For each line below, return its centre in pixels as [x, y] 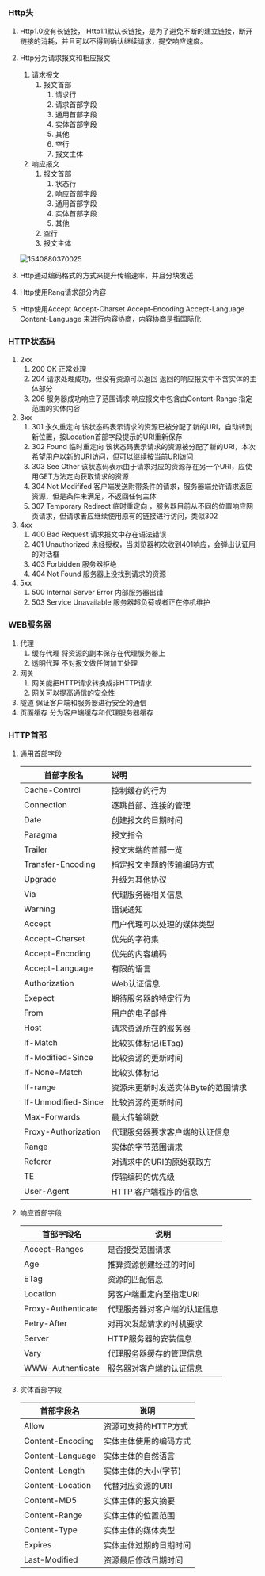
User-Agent [46, 1192]
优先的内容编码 [139, 954]
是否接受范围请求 [139, 1250]
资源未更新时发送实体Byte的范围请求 [179, 1088]
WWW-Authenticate [62, 1368]
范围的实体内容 [56, 408]
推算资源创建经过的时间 [151, 1265]
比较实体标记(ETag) [148, 1044]
